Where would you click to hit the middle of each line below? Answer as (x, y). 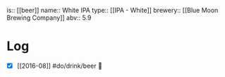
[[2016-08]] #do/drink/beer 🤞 (60, 66)
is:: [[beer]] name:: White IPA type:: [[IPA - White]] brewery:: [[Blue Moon (112, 10)
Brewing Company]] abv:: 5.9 (49, 18)
